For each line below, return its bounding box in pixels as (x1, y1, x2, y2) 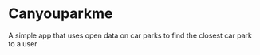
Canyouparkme (8, 5, 113, 23)
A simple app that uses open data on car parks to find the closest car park (8, 31, 253, 40)
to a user (8, 38, 37, 48)
